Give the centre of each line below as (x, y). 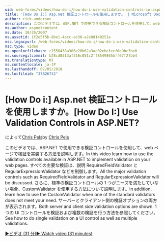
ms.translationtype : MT (29, 60)
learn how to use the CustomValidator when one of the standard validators (80, 194)
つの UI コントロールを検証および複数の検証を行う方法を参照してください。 (82, 212)
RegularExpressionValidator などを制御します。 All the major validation (76, 171)
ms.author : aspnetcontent (31, 28)
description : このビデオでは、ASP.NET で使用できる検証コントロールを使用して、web (82, 23)
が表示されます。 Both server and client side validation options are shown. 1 (81, 206)
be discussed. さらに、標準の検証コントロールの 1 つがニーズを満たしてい (80, 182)
